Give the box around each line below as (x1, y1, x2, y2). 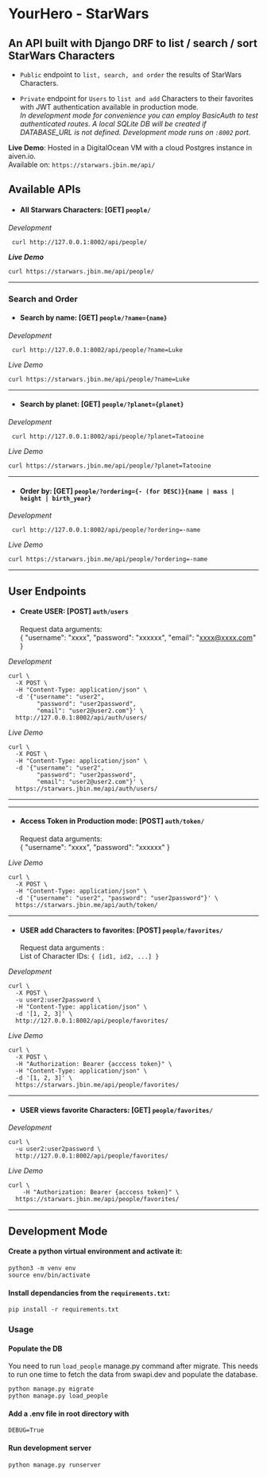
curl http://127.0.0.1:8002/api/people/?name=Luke (11, 346, 183, 354)
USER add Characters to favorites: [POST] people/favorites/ (19, 925, 223, 935)
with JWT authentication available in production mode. (19, 103, 199, 111)
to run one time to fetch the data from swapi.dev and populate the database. (8, 1370, 258, 1379)
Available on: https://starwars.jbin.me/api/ (8, 160, 156, 169)
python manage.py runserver (8, 1460, 102, 1469)
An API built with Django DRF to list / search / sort (8, 37, 258, 50)
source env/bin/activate (8, 1271, 91, 1279)
